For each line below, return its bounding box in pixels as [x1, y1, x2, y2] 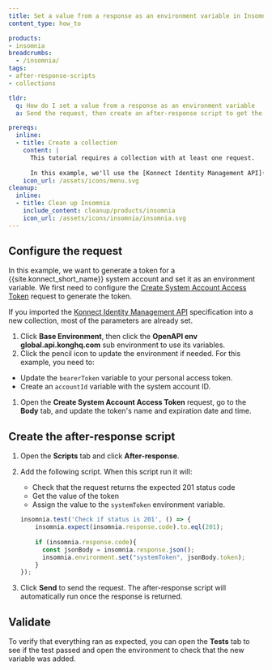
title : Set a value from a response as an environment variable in [8, 11, 241, 20]
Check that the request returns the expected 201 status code [32, 483, 236, 492]
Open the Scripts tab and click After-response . [19, 451, 180, 461]
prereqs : [8, 123, 38, 132]
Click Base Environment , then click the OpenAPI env [19, 332, 198, 341]
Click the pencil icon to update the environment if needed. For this [19, 349, 241, 359]
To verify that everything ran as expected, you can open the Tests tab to [8, 637, 251, 646]
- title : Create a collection [15, 139, 117, 147]
